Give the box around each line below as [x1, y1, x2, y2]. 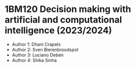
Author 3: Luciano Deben [11, 51, 64, 58]
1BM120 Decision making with [4, 3, 131, 15]
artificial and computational [4, 14, 122, 25]
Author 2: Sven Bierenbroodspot [11, 46, 78, 52]
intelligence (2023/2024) [4, 25, 112, 36]
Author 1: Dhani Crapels [11, 41, 61, 47]
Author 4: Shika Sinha [11, 57, 57, 63]
